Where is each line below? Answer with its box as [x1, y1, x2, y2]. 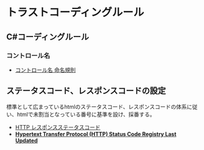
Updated [15, 137, 38, 144]
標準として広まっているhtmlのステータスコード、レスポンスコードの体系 [6, 103, 187, 110]
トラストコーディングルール [6, 5, 144, 19]
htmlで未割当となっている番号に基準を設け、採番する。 [16, 111, 155, 118]
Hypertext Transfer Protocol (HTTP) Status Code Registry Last [15, 130, 177, 137]
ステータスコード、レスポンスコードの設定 [6, 86, 166, 96]
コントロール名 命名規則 [15, 66, 76, 73]
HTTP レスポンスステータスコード [15, 123, 100, 131]
